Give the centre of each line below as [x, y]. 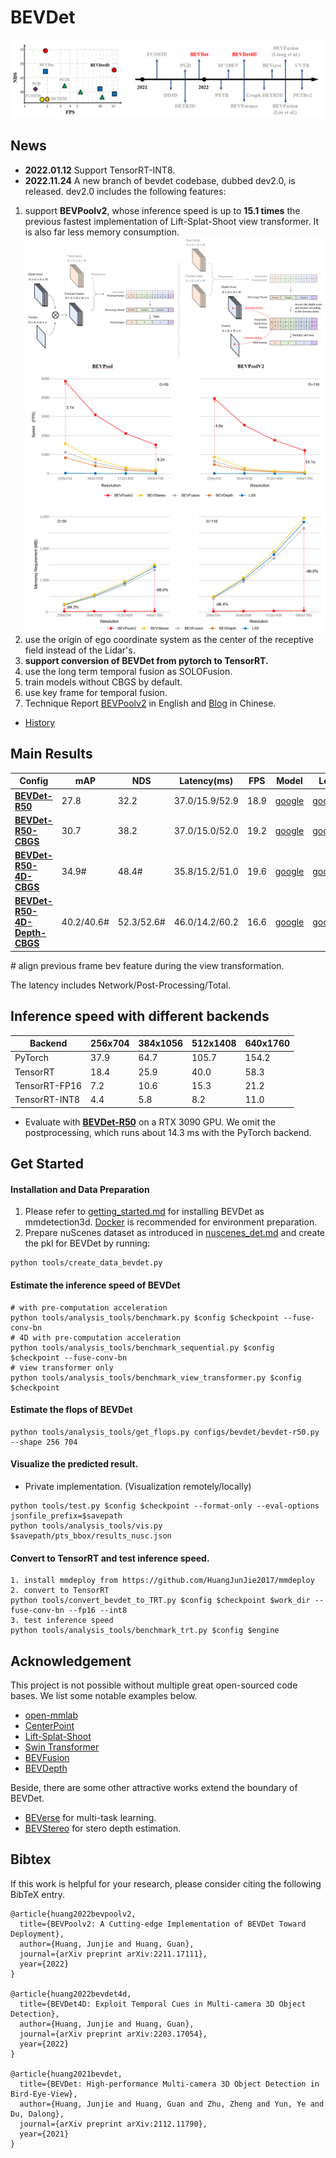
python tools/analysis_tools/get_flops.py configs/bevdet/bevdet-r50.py [165, 1432]
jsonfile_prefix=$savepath [66, 1516]
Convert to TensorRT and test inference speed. [110, 1558]
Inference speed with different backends [140, 1016]
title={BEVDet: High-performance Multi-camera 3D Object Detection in [169, 2084]
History [40, 723]
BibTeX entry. [38, 1894]
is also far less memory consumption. [102, 232]
